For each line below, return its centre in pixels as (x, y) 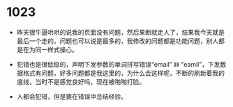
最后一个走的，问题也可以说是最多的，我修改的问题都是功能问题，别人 (118, 41)
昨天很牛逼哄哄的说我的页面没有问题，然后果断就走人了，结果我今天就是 (120, 32)
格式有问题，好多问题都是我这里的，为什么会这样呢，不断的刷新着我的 (123, 73)
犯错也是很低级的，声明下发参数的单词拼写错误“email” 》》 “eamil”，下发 (118, 64)
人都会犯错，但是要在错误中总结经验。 (72, 96)
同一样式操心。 (57, 49)
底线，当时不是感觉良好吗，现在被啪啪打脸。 (81, 81)
